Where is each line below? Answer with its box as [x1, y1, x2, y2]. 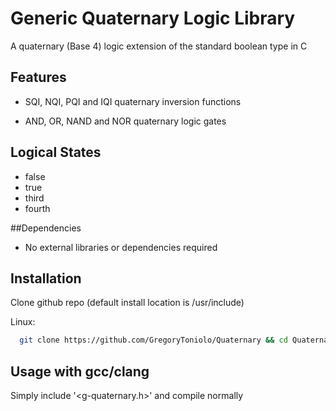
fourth [24, 202, 51, 214]
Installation [10, 270, 82, 287]
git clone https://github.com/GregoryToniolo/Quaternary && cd [19, 335, 288, 346]
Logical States [10, 144, 102, 161]
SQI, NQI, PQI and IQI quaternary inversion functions [24, 95, 242, 107]
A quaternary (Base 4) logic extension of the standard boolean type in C [10, 40, 308, 52]
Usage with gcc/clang [10, 363, 150, 380]
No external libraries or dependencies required [24, 241, 218, 253]
